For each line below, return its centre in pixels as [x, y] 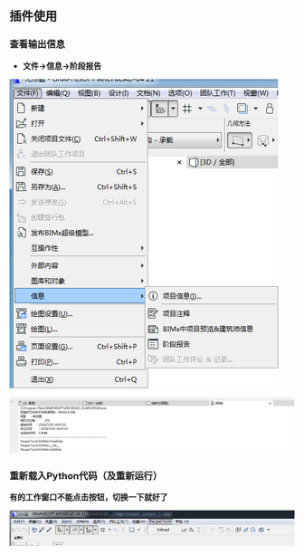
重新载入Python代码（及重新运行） [86, 476]
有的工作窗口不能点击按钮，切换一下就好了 [89, 497]
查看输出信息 [38, 44]
